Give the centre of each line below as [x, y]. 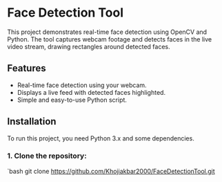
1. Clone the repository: [47, 156]
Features [27, 68]
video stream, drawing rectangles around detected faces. [89, 46]
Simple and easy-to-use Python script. [72, 100]
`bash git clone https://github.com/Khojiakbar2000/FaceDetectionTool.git [111, 171]
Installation [32, 121]
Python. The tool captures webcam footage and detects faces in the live [110, 39]
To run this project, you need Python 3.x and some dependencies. [101, 138]
